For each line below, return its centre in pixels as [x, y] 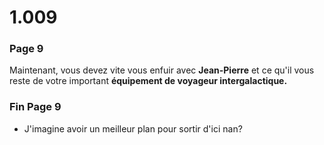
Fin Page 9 [35, 107]
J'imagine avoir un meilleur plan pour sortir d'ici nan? [133, 128]
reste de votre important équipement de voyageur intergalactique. [148, 81]
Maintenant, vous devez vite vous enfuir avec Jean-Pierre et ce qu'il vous [162, 70]
